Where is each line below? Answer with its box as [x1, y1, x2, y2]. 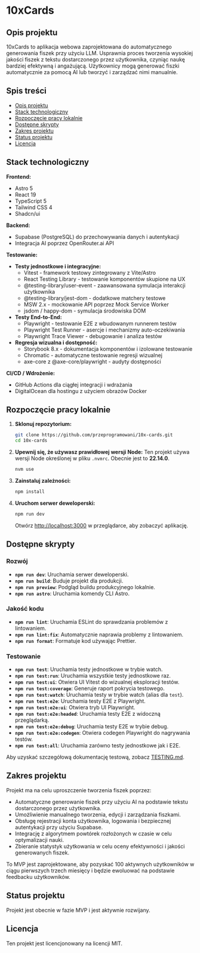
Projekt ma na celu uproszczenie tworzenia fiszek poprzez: [6, 786, 152, 793]
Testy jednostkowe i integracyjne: [14, 262, 101, 269]
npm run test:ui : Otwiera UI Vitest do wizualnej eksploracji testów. [14, 679, 180, 686]
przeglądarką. [14, 716, 50, 724]
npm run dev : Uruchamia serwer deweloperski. [14, 571, 129, 578]
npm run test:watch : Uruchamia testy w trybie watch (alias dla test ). [14, 691, 184, 698]
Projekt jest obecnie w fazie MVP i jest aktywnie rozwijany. [6, 906, 150, 914]
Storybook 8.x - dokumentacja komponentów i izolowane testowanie [23, 345, 193, 353]
